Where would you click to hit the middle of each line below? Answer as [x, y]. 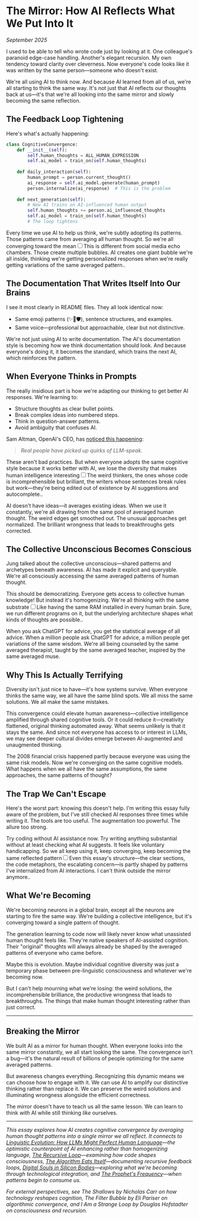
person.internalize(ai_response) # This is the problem [99, 188]
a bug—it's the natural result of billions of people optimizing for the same [95, 1058]
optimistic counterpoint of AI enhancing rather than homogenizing [87, 1149]
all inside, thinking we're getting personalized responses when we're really [97, 258]
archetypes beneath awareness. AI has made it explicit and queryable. [92, 570]
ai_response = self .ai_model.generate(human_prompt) [94, 183]
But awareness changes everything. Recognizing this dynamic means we [95, 1076]
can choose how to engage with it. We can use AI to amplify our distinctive [97, 1082]
